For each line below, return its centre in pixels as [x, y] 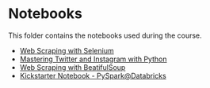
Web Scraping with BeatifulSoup [73, 67]
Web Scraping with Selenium [67, 50]
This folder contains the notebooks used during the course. [105, 35]
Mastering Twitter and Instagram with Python [93, 59]
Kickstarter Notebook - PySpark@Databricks [93, 75]
